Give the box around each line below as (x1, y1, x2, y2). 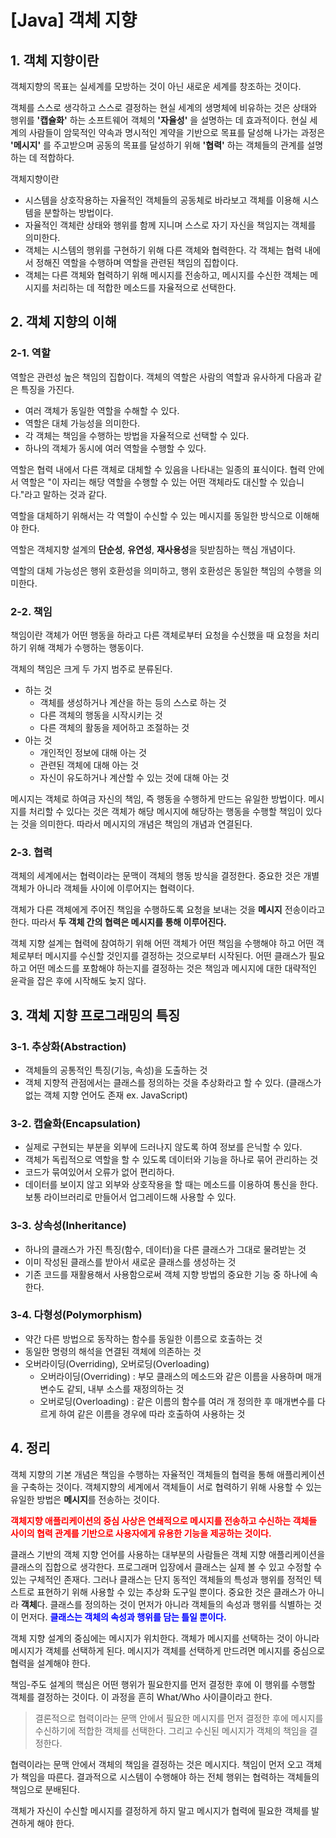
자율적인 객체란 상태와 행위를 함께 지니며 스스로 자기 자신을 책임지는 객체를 (24, 219, 317, 231)
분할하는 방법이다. (43, 207, 114, 218)
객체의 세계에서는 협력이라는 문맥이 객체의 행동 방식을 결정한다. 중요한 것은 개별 (10, 870, 320, 882)
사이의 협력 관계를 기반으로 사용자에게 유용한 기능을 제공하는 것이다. (10, 1527, 272, 1539)
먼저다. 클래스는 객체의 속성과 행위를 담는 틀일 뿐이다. (20, 1611, 227, 1623)
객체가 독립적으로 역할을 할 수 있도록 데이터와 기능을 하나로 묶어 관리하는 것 (24, 1154, 319, 1166)
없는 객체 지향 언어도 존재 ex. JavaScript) (24, 1089, 188, 1101)
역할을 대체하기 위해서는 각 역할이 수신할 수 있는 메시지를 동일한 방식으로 (10, 509, 293, 521)
